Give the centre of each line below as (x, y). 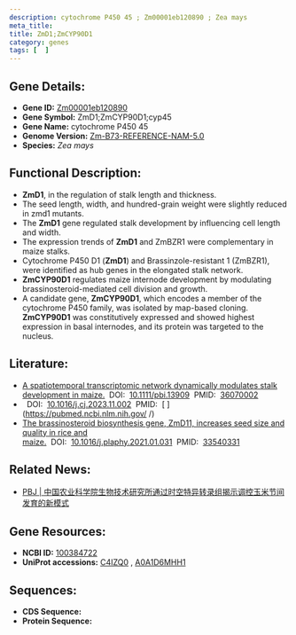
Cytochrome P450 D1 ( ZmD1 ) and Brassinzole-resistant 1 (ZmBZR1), (146, 260)
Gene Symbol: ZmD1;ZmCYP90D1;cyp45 (97, 117)
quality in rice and (55, 432)
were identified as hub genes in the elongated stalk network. (132, 270)
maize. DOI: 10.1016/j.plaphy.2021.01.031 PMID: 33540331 (131, 442)
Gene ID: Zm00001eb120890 (75, 107)
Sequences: (43, 590)
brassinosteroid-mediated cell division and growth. (115, 288)
